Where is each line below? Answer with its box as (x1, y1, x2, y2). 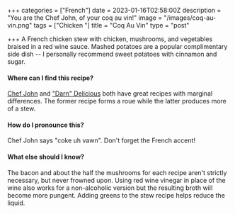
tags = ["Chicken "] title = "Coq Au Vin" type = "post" (33, 21, 190, 29)
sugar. (7, 57, 26, 66)
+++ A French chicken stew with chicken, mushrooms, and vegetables (7, 35, 213, 43)
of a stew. (7, 104, 36, 113)
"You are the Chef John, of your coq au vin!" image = (7, 13, 163, 22)
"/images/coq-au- (164, 13, 217, 22)
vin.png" (7, 21, 33, 29)
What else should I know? (7, 152, 85, 161)
